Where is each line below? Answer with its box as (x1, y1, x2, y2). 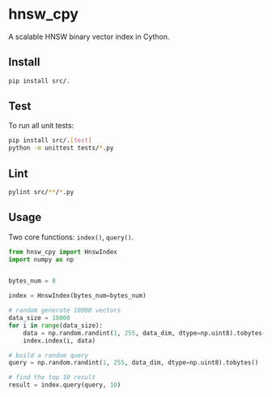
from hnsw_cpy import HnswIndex (8, 248, 117, 256)
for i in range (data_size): (8, 321, 104, 330)
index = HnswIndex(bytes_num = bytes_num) (8, 291, 147, 300)
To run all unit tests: (8, 121, 74, 131)
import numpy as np (8, 255, 74, 264)
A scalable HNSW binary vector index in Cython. (8, 32, 170, 41)
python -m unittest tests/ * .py (8, 144, 114, 153)
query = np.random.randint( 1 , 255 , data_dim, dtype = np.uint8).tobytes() (8, 359, 259, 367)
